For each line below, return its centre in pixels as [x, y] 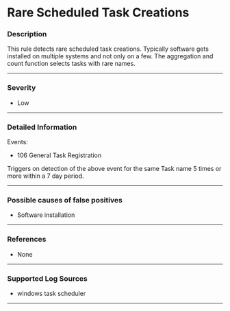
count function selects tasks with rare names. [71, 64]
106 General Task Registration [59, 155]
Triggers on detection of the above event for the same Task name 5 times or [114, 169]
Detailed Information [42, 127]
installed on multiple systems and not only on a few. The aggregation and [110, 56]
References [27, 240]
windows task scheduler [51, 293]
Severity [22, 88]
